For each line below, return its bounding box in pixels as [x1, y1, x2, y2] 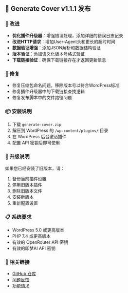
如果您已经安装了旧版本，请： [5, 165, 65, 171]
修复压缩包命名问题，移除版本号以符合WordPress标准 [12, 82, 120, 88]
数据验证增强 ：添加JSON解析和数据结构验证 [12, 44, 101, 50]
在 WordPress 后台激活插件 [12, 134, 67, 140]
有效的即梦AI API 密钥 [12, 245, 56, 251]
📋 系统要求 [5, 213, 32, 220]
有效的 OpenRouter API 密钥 [12, 239, 69, 245]
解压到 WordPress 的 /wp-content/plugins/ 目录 [12, 127, 109, 133]
